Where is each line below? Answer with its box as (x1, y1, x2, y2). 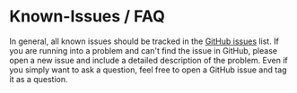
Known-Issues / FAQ (9, 6, 166, 27)
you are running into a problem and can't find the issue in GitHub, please (9, 45, 278, 55)
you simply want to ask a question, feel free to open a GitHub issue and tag (9, 64, 287, 75)
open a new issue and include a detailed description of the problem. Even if (9, 55, 289, 65)
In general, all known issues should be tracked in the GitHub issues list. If (9, 36, 280, 46)
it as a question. (9, 73, 68, 84)
